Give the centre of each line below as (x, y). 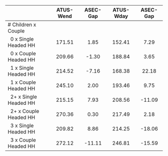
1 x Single (22, 68)
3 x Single (22, 126)
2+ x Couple (25, 111)
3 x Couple (23, 140)
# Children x (22, 25)
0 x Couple (23, 53)
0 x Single (22, 39)
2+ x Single (24, 97)
